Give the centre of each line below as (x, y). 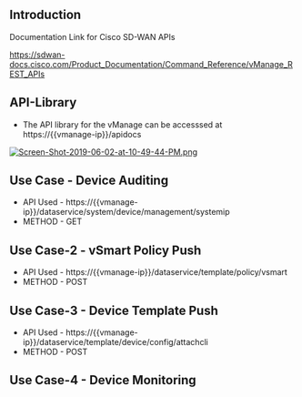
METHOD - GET (52, 221)
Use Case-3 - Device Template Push (114, 310)
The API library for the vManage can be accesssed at (122, 124)
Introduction (45, 15)
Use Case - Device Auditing (89, 181)
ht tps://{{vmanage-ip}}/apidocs (82, 134)
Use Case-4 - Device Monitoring (103, 380)
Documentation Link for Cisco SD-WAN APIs (92, 36)
